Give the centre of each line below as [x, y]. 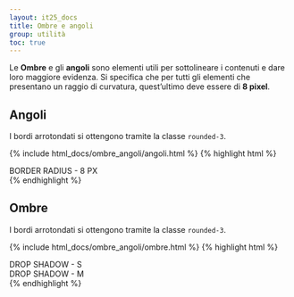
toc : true [28, 42]
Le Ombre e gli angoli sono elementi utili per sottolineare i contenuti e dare [147, 68]
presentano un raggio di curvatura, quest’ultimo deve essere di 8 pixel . [140, 87]
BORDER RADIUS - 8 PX [54, 171]
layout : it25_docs [43, 17]
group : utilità [38, 34]
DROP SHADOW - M [47, 274]
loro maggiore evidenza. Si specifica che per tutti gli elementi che [130, 78]
